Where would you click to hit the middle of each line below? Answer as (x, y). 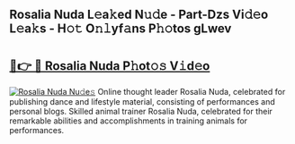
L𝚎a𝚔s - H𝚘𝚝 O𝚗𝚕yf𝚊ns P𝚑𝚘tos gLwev (121, 29)
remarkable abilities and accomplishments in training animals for (129, 121)
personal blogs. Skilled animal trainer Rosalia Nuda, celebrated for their (141, 111)
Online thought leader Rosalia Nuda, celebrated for (192, 92)
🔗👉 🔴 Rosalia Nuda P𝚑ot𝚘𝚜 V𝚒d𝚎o (110, 66)
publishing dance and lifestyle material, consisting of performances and (143, 102)
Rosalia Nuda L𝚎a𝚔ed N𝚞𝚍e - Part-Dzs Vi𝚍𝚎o (139, 15)
